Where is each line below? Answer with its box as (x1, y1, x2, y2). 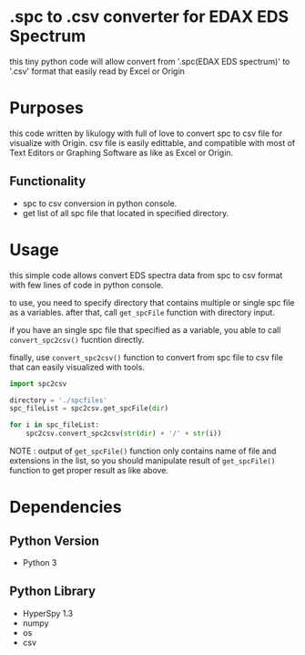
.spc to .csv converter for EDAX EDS (9, 6, 290, 27)
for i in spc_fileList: (9, 421, 100, 430)
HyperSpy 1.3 (22, 608, 74, 619)
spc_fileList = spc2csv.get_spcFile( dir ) (9, 404, 169, 413)
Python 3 (22, 557, 57, 567)
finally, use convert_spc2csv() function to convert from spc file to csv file (9, 351, 284, 362)
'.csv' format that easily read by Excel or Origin (9, 66, 185, 77)
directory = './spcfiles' (9, 395, 107, 405)
